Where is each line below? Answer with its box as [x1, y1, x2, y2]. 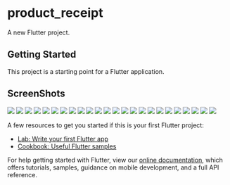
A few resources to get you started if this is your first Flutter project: [7, 121, 204, 129]
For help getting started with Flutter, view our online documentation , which [7, 155, 224, 164]
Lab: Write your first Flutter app [17, 134, 109, 143]
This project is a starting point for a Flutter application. [7, 67, 165, 75]
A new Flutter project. [7, 28, 70, 37]
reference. [7, 170, 37, 179]
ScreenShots [7, 88, 65, 100]
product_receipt [7, 5, 103, 21]
